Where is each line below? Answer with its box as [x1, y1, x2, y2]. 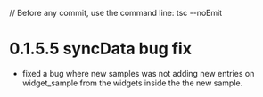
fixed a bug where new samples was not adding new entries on [21, 68, 255, 78]
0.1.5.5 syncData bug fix [9, 39, 192, 59]
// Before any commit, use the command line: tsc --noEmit [9, 8, 223, 18]
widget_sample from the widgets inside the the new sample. [21, 77, 243, 88]
